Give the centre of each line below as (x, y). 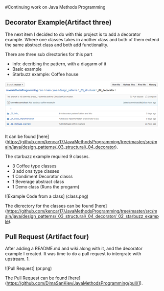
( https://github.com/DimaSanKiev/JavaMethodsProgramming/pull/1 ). (74, 283)
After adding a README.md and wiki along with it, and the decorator (74, 249)
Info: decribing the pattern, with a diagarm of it (59, 64)
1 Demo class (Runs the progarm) (46, 186)
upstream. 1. (17, 259)
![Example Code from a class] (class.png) (47, 196)
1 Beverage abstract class (38, 182)
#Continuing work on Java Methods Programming (55, 7)
